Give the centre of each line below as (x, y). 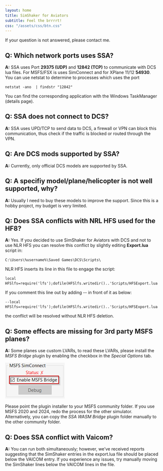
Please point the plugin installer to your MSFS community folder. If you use (80, 406)
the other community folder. (33, 422)
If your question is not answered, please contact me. (58, 40)
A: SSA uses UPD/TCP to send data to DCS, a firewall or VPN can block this (81, 128)
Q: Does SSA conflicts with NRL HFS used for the (80, 221)
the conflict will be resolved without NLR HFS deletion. (60, 316)
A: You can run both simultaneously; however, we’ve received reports (75, 449)
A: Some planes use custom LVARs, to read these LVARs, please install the (80, 351)
